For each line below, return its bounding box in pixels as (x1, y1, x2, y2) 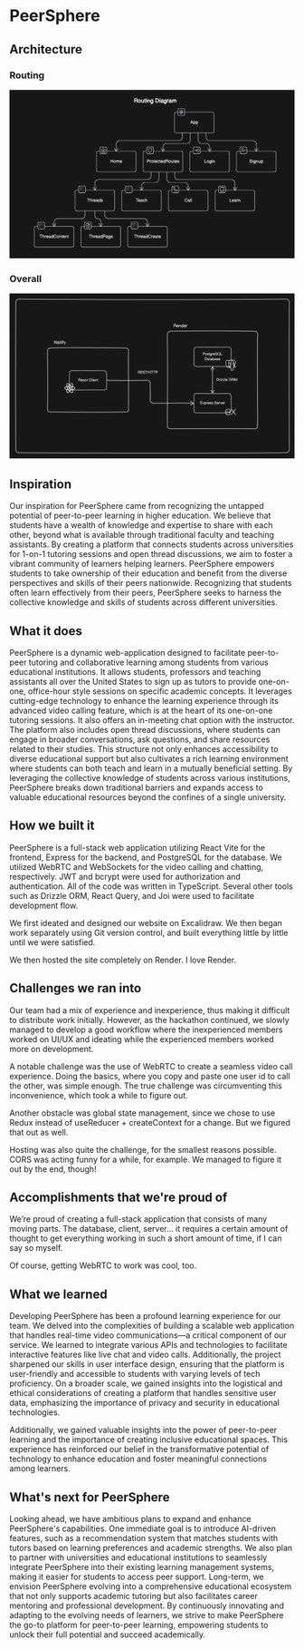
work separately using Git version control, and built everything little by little (9, 927, 289, 938)
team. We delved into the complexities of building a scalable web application (9, 1321, 295, 1332)
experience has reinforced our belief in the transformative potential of (9, 1444, 270, 1455)
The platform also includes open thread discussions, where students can (9, 724, 280, 735)
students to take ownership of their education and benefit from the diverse (9, 568, 288, 579)
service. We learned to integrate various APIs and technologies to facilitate (9, 1340, 288, 1351)
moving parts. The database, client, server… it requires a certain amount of (9, 1224, 289, 1234)
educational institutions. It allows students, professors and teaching (9, 666, 261, 677)
